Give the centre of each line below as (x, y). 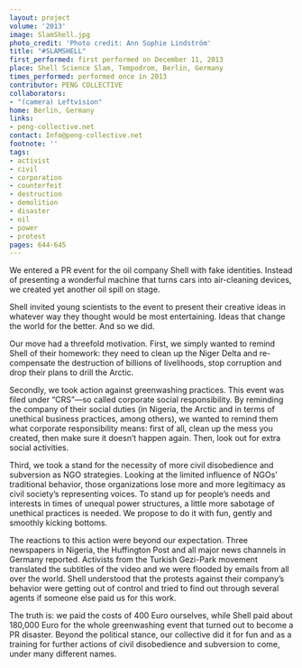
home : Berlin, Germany (52, 110)
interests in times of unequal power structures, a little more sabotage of (142, 503)
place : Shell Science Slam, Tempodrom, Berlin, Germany (116, 69)
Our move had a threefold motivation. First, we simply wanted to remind (142, 343)
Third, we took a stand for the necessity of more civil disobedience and (142, 466)
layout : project (40, 18)
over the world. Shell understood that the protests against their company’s (147, 579)
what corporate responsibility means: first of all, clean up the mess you (141, 428)
